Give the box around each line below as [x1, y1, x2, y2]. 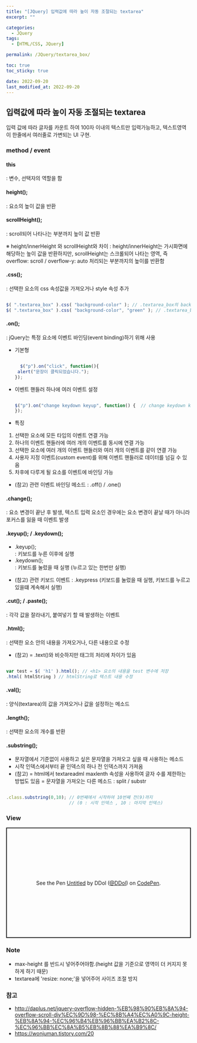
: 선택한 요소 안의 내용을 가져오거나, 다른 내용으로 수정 [6, 639, 130, 646]
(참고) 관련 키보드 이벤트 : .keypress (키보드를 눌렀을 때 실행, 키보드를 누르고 [14, 576, 191, 583]
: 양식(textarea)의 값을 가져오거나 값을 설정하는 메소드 [6, 700, 130, 707]
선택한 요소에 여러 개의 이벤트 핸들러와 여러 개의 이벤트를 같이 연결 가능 [14, 447, 178, 454]
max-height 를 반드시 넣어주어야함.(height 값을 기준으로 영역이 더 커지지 [14, 960, 182, 967]
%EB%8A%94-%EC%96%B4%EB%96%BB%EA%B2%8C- [14, 1018, 159, 1025]
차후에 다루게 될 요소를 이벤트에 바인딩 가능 [14, 469, 114, 476]
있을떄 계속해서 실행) [14, 583, 63, 590]
